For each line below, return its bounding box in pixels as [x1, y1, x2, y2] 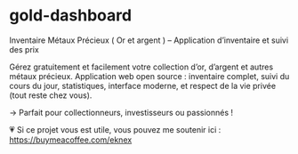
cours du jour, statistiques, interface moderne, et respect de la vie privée [9, 80, 277, 91]
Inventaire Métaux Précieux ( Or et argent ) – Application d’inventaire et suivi [9, 35, 289, 45]
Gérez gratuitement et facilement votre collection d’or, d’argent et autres [9, 61, 274, 72]
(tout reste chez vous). [9, 90, 93, 101]
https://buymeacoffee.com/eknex [9, 134, 133, 145]
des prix [9, 44, 40, 54]
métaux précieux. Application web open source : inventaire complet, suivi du [9, 70, 290, 81]
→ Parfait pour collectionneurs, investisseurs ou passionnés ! [9, 107, 234, 118]
